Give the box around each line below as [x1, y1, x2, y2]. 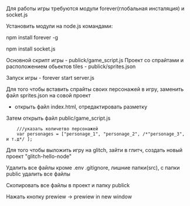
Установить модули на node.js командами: [6, 23, 113, 29]
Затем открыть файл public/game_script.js [6, 114, 111, 121]
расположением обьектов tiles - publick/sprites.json [6, 63, 136, 70]
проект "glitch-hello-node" [6, 153, 72, 160]
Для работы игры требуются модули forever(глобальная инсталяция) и [6, 5, 185, 12]
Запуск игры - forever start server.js [6, 75, 95, 81]
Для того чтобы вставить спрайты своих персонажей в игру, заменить [6, 86, 184, 93]
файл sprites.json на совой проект [6, 92, 91, 99]
